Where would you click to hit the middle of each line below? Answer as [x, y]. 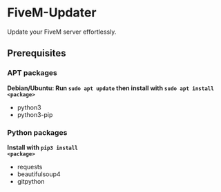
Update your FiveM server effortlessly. [62, 32]
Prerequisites [37, 53]
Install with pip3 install [42, 147]
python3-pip [35, 114]
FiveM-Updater [52, 13]
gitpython [31, 181]
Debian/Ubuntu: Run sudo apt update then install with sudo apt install [110, 88]
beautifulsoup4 [39, 174]
